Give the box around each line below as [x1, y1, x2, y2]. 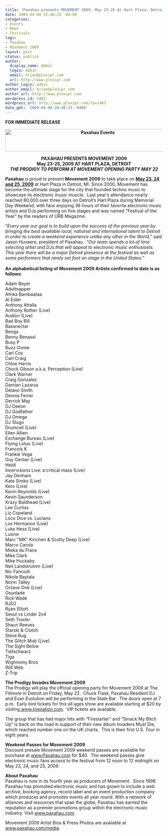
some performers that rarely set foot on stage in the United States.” [5, 255, 145, 261]
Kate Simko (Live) [5, 478, 41, 484]
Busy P [5, 339, 20, 345]
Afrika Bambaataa [5, 292, 42, 297]
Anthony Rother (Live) [5, 307, 50, 313]
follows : [5, 271, 22, 276]
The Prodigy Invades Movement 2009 [5, 679, 85, 685]
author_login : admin [5, 82, 48, 87]
